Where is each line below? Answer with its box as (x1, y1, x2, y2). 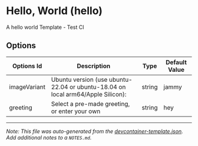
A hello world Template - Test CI (6, 24, 84, 31)
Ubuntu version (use (51, 75, 108, 84)
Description (76, 62, 111, 70)
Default (166, 58, 187, 66)
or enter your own (51, 107, 101, 115)
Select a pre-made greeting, (51, 99, 130, 108)
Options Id (12, 62, 42, 70)
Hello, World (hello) (6, 4, 103, 18)
